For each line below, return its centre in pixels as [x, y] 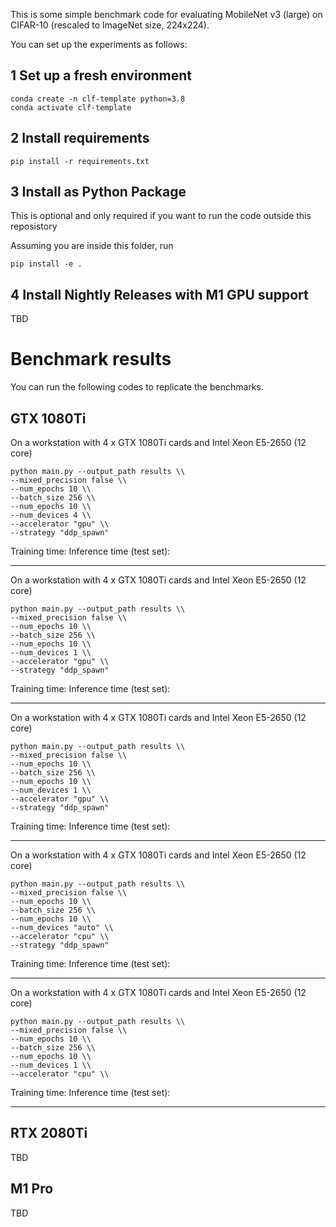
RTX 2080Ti [49, 1133]
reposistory [34, 226]
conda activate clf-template [71, 107]
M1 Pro [32, 1189]
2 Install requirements [80, 138]
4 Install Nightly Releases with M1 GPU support [159, 294]
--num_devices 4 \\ [51, 515]
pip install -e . [46, 264]
